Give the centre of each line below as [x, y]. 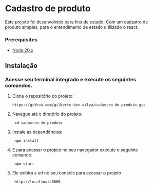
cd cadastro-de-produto [38, 123]
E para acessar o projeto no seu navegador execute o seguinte [75, 150]
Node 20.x [23, 50]
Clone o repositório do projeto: [43, 96]
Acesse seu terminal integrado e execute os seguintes [71, 79]
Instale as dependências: [37, 132]
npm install [27, 141]
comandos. [19, 86]
